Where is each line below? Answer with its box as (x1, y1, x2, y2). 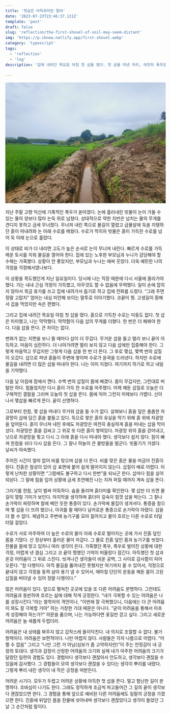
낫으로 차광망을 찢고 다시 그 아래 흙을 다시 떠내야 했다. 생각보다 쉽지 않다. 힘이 (5, 434, 160, 440)
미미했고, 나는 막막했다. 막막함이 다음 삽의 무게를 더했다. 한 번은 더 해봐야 (10, 318, 156, 325)
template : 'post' (5, 19, 42, 24)
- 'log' (10, 57, 26, 62)
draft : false (5, 25, 33, 30)
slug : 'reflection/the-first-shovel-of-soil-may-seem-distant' (5, 30, 142, 35)
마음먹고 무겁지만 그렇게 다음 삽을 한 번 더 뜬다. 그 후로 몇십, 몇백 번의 (14, 348, 153, 355)
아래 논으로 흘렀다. (16, 235, 53, 241)
